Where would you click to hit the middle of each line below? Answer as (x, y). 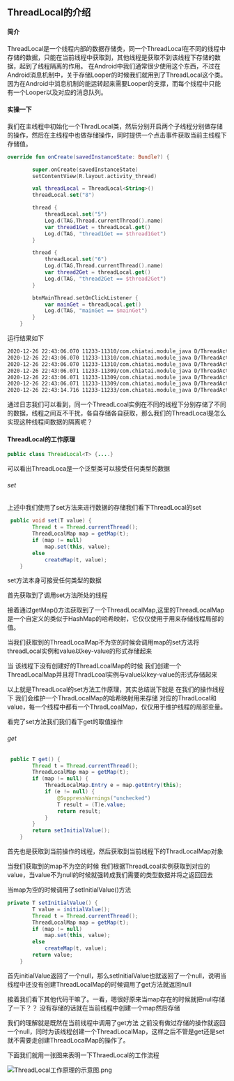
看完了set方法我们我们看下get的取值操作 (65, 722)
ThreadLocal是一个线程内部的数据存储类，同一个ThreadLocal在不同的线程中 (117, 48)
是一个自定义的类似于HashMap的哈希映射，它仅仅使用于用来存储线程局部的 (116, 619)
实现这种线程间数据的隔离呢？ (50, 422)
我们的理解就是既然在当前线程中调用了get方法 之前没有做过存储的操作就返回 (117, 1022)
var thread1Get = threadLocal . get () (97, 227)
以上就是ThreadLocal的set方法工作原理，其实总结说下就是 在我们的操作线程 (116, 689)
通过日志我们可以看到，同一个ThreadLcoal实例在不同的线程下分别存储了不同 (117, 404)
